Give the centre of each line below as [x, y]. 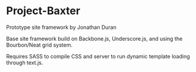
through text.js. [25, 63]
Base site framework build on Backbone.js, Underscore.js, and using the [94, 38]
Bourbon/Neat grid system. [39, 45]
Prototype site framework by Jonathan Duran [61, 27]
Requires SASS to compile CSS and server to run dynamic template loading [98, 56]
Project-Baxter [43, 11]
